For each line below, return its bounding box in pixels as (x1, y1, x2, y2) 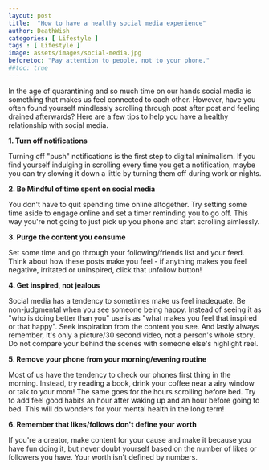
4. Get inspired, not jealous (8, 280, 100, 290)
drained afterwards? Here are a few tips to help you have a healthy (8, 112, 229, 121)
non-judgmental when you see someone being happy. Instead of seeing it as (8, 304, 262, 314)
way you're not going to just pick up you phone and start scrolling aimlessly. (8, 216, 260, 226)
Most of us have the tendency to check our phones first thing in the (8, 370, 231, 379)
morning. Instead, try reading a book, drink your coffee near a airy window (8, 378, 255, 388)
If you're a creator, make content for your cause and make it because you (8, 435, 251, 444)
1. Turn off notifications (8, 136, 88, 145)
